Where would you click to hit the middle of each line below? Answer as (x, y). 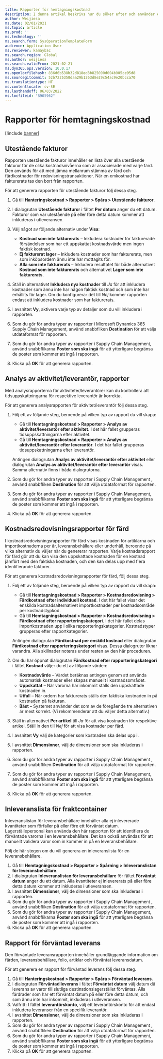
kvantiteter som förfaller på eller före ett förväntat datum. (62, 826)
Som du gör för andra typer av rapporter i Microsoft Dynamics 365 (79, 324)
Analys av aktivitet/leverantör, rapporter (67, 379)
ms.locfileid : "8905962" (30, 96)
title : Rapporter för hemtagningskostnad (48, 10)
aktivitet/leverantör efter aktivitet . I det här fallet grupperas (80, 429)
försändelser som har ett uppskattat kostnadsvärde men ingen (81, 244)
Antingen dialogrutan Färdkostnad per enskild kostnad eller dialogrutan (84, 640)
